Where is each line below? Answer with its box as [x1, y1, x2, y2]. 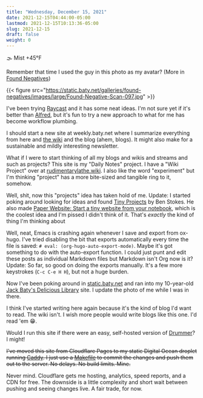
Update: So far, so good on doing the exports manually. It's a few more [6, 262, 183, 269]
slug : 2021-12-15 [6, 26, 50, 32]
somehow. [6, 180, 32, 187]
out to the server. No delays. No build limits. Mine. [6, 360, 131, 368]
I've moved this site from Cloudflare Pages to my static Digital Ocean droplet [6, 348, 197, 354]
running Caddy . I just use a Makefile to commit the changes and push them [6, 354, 194, 361]
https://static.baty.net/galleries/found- [45, 86, 141, 94]
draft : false [6, 32, 39, 38]
